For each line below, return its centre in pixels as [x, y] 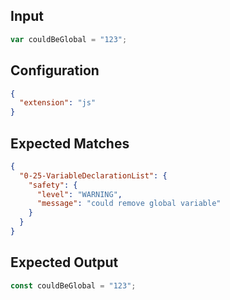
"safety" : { [53, 185]
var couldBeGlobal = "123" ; [69, 39]
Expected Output [64, 262]
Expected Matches [70, 143]
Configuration [55, 70]
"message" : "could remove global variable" [129, 204]
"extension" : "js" [58, 103]
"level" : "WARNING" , [79, 194]
